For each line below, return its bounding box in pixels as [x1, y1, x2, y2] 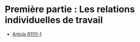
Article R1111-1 [12, 31, 42, 37]
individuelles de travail [5, 14, 103, 26]
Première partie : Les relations [5, 4, 135, 15]
